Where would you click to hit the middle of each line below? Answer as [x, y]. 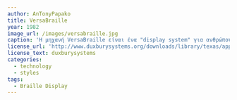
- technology [33, 66]
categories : [25, 60]
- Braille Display [41, 86]
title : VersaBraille [38, 20]
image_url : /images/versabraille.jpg [63, 33]
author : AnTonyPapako [39, 14]
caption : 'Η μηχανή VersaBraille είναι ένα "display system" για [105, 40]
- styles [26, 73]
